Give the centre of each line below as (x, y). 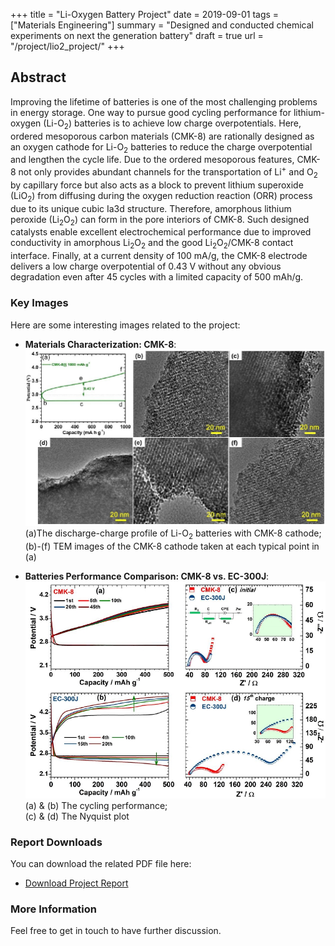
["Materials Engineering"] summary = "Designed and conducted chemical (162, 25)
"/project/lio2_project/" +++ (67, 46)
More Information (53, 909)
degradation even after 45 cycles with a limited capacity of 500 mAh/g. (157, 277)
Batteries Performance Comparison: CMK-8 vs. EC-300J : (147, 576)
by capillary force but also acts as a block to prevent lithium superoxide (157, 185)
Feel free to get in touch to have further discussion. (116, 931)
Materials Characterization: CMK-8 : (100, 344)
